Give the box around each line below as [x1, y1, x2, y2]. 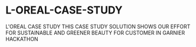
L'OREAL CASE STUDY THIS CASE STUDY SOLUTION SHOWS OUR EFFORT [5, 23, 191, 30]
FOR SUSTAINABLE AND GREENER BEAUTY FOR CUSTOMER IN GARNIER [5, 29, 185, 36]
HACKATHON [5, 35, 39, 42]
